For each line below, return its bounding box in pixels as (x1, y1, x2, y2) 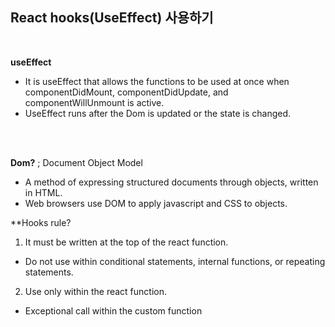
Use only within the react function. (24, 285, 168, 297)
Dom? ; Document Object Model (10, 156, 143, 168)
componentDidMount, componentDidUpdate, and (24, 86, 229, 98)
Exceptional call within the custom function (24, 304, 203, 317)
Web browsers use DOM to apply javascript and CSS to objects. (24, 197, 288, 209)
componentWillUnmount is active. (24, 96, 165, 108)
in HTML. (24, 186, 63, 198)
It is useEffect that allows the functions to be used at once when (24, 75, 290, 87)
